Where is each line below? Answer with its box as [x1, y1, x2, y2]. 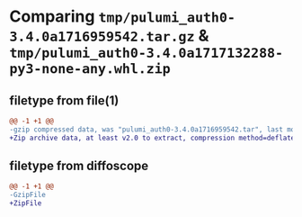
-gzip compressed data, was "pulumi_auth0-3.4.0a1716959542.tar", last [9, 124, 283, 134]
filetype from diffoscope [9, 158, 149, 174]
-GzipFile [9, 191, 47, 200]
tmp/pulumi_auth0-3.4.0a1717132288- [9, 45, 284, 62]
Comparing [9, 6, 95, 27]
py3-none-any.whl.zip [9, 60, 171, 77]
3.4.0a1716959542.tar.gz [9, 29, 195, 46]
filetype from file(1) [9, 93, 120, 108]
